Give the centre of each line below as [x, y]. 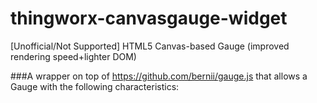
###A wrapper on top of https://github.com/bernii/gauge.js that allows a [159, 76]
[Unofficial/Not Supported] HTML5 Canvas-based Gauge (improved [150, 46]
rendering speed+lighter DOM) [73, 56]
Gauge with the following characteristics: [95, 86]
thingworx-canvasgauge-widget [149, 18]
